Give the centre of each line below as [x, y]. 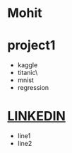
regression [33, 88]
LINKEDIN [36, 117]
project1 [31, 46]
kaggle [28, 65]
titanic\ [28, 73]
